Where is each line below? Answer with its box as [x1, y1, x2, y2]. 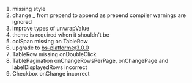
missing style [12, 5, 46, 12]
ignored [12, 18, 32, 25]
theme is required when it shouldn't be [12, 31, 110, 38]
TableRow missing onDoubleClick [12, 51, 97, 57]
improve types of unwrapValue [12, 24, 90, 32]
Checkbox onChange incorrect [12, 70, 90, 77]
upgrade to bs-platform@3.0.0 [12, 44, 89, 51]
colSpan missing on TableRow [12, 38, 88, 45]
